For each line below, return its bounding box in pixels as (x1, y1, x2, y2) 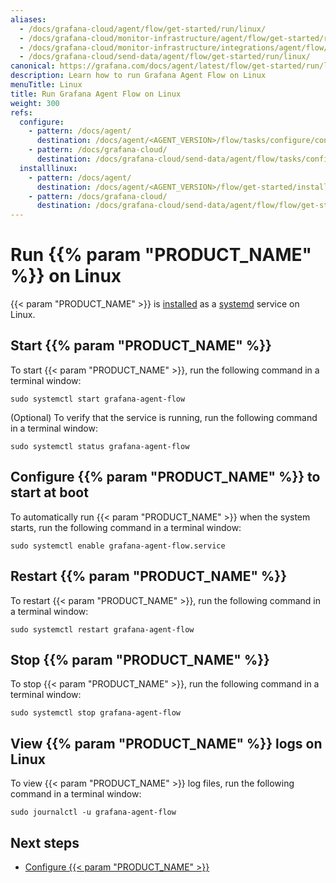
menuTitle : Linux (10, 80, 83, 90)
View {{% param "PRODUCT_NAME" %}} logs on (10, 735, 323, 752)
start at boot (10, 484, 89, 501)
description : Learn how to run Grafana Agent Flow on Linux (10, 71, 267, 81)
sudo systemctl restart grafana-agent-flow (10, 624, 195, 635)
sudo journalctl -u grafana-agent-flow (10, 807, 177, 818)
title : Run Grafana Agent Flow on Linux (10, 89, 182, 99)
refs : (10, 107, 33, 118)
